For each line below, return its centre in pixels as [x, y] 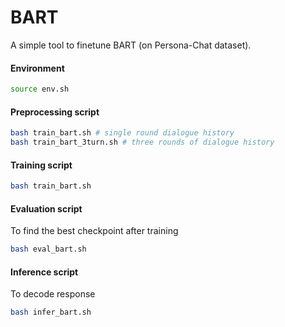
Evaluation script [46, 208]
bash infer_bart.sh [51, 312]
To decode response [53, 294]
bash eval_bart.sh [48, 249]
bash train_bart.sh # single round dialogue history [122, 133]
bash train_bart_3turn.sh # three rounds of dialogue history [142, 142]
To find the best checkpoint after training [94, 231]
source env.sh [40, 89]
